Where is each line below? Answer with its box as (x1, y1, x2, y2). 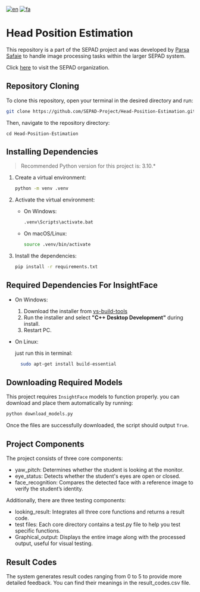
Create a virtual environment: (14, 174, 86, 181)
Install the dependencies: (14, 253, 77, 260)
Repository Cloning (6, 81, 79, 92)
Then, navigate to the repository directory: (6, 119, 110, 126)
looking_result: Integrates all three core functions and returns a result (14, 508, 185, 515)
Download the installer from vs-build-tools (23, 307, 128, 314)
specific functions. (14, 527, 61, 534)
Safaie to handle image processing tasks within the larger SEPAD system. (6, 52, 186, 59)
